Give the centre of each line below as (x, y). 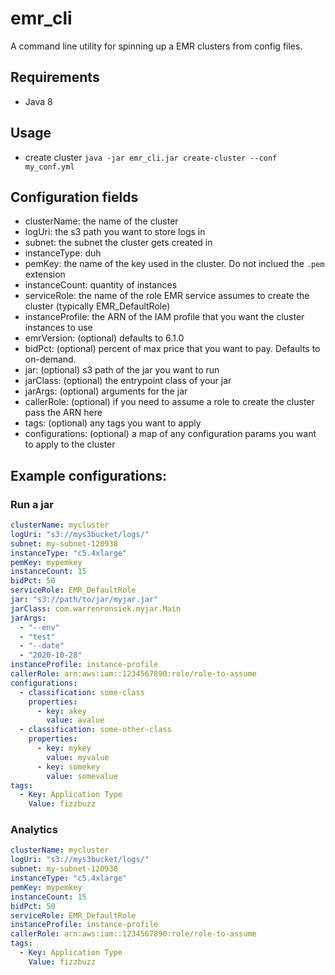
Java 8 (38, 101)
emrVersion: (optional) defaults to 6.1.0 (104, 338)
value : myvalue (78, 757)
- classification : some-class (82, 692)
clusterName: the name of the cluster (101, 221)
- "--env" (39, 627)
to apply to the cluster (70, 444)
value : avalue (75, 720)
